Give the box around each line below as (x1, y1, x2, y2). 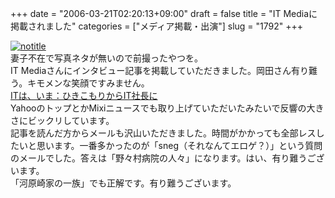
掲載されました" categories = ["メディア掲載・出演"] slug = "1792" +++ (10, 20, 303, 32)
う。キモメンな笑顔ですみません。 (10, 77, 150, 89)
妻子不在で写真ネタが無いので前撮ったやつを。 (10, 52, 203, 64)
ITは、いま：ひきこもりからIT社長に (10, 90, 158, 101)
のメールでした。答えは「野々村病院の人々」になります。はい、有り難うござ (10, 152, 325, 164)
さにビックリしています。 (10, 115, 115, 126)
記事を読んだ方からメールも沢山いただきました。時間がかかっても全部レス (10, 127, 317, 139)
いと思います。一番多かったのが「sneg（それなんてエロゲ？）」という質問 (18, 140, 323, 151)
